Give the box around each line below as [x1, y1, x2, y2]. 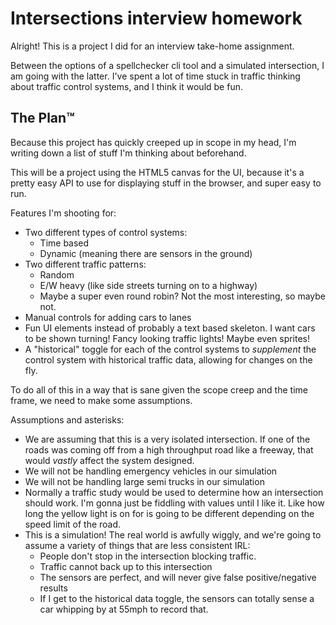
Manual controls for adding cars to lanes [24, 311, 192, 323]
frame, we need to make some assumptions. [10, 394, 193, 406]
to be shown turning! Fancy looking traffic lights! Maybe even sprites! [24, 332, 311, 344]
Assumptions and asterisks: [10, 413, 125, 426]
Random [39, 268, 75, 281]
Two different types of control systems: [24, 226, 188, 238]
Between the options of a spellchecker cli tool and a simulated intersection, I [10, 59, 325, 71]
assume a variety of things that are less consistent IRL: [24, 539, 251, 551]
